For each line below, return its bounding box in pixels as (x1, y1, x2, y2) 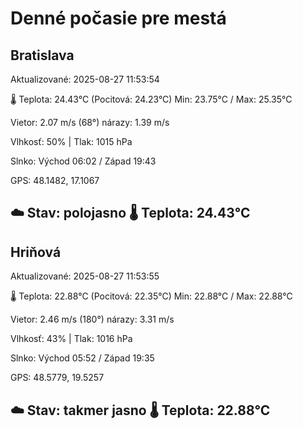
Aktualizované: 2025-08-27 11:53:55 (10, 270, 160, 282)
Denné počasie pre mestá (10, 7, 227, 30)
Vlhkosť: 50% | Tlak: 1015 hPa (10, 136, 133, 147)
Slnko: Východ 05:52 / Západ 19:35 (10, 352, 155, 364)
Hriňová (10, 243, 62, 261)
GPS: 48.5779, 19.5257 (10, 372, 105, 384)
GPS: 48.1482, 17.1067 (10, 175, 100, 186)
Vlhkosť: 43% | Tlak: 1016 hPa (10, 333, 133, 345)
